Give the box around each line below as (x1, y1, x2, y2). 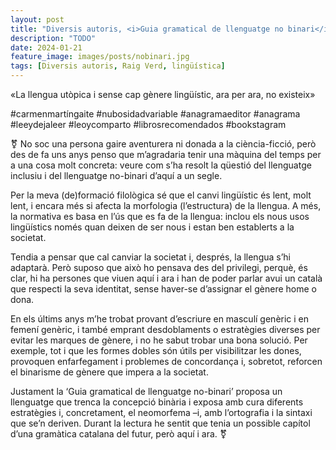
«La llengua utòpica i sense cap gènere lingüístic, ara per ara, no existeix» (10, 89, 316, 100)
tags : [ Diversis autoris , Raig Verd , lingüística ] (10, 61, 226, 71)
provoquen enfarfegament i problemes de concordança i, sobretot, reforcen (10, 356, 323, 367)
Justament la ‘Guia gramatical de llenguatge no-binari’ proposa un (10, 386, 283, 397)
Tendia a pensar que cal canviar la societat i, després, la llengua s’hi (10, 251, 292, 263)
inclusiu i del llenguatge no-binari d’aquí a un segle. (10, 170, 223, 181)
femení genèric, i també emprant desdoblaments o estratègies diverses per (10, 324, 321, 335)
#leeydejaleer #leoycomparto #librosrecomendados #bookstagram (10, 119, 287, 130)
